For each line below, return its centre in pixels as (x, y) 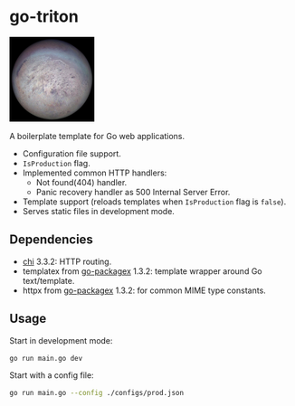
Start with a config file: (52, 375)
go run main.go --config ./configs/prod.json (96, 393)
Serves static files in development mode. (98, 211)
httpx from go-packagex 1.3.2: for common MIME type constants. (144, 290)
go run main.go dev (46, 358)
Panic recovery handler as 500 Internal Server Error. (133, 192)
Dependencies (51, 240)
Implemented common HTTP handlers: (95, 173)
